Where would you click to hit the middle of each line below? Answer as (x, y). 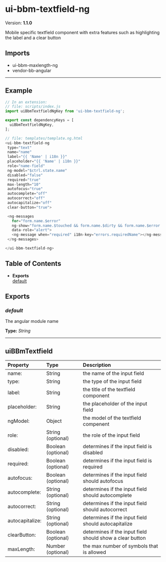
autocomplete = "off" (27, 194)
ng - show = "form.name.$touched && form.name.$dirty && (67, 226)
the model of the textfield (112, 418)
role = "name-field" (26, 166)
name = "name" (20, 152)
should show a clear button (114, 538)
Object (54, 421)
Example (19, 91)
